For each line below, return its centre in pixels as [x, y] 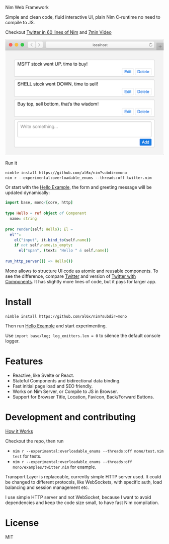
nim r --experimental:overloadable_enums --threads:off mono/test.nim [88, 451]
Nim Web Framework [27, 7]
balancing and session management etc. [47, 487]
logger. [13, 341]
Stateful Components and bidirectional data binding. [66, 380]
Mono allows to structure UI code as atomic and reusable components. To [82, 271]
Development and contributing [70, 417]
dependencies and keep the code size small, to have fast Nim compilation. [82, 503]
